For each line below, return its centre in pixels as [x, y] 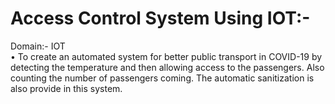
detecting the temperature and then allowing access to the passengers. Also [167, 67]
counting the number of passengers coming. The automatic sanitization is [162, 78]
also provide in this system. [66, 88]
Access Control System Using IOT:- [160, 18]
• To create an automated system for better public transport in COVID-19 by [166, 56]
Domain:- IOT [38, 46]
